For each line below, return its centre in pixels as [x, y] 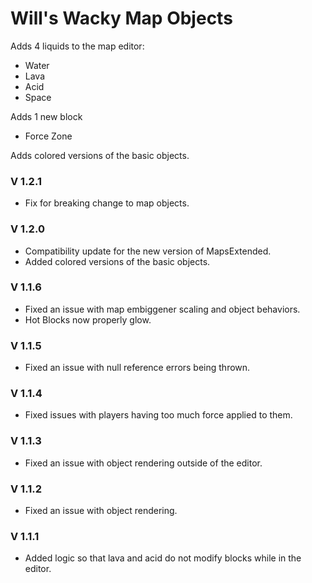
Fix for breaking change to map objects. [107, 203]
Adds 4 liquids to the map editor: [77, 46]
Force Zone [48, 136]
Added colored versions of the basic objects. [117, 261]
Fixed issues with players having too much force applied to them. [158, 415]
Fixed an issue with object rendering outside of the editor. [143, 463]
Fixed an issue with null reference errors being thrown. [137, 368]
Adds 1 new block [46, 116]
